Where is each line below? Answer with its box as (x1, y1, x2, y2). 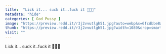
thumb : (5, 26, 19, 30)
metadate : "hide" (5, 12, 41, 17)
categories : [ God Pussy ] (5, 16, 61, 21)
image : (5, 21, 19, 26)
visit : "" (5, 30, 26, 35)
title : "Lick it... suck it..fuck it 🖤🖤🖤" (5, 7, 96, 12)
